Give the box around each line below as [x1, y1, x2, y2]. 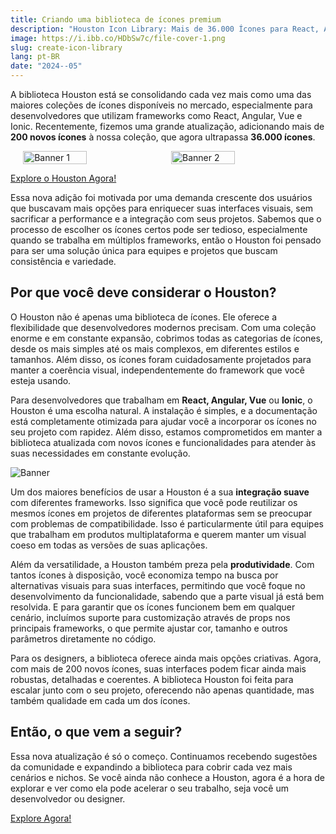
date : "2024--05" [10, 61, 83, 71]
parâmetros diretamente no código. [10, 632, 157, 645]
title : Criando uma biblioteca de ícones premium [10, 14, 222, 25]
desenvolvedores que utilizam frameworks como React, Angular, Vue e [10, 110, 303, 121]
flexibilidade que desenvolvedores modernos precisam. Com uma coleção [10, 321, 317, 333]
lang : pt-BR [10, 52, 60, 62]
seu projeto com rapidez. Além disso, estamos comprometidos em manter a [10, 426, 323, 438]
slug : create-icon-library [10, 42, 123, 53]
